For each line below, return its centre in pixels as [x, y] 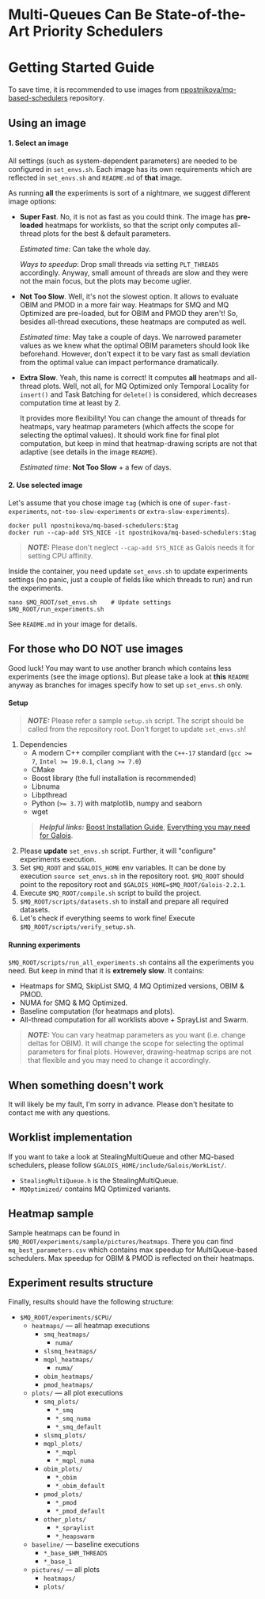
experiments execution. [58, 859]
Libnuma [46, 786]
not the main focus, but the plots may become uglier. [106, 281]
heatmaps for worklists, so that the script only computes [137, 225]
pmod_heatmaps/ [68, 1385]
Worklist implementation [70, 1138]
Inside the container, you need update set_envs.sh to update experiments [128, 571]
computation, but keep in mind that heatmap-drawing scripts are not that [138, 443]
